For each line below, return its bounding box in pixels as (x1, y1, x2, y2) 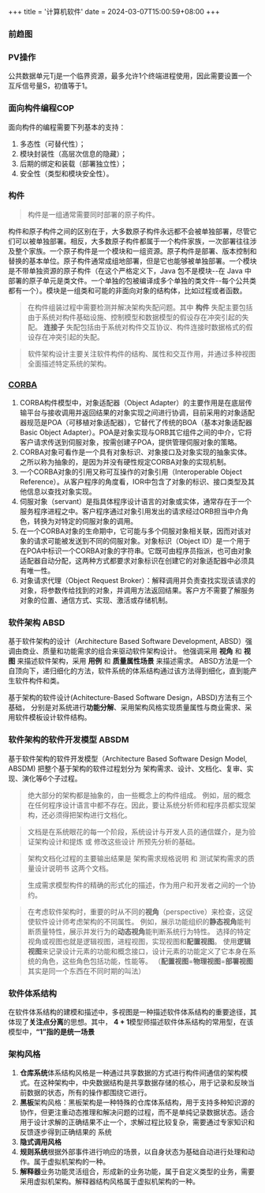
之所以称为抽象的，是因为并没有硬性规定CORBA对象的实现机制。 (19, 457, 231, 467)
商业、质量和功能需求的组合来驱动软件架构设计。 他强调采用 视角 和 (21, 646, 242, 656)
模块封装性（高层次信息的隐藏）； (19, 149, 128, 158)
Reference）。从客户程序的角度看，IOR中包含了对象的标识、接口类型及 (19, 477, 248, 487)
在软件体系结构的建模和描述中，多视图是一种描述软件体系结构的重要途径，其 (8, 1007, 257, 1017)
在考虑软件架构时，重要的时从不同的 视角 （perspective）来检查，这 (27, 907, 246, 916)
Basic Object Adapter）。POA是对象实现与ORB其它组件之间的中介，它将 (19, 427, 252, 437)
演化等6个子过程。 (21, 773, 82, 783)
